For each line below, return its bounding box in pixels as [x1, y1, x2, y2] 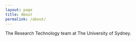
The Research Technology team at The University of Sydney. [5, 30, 131, 36]
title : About [5, 12, 33, 17]
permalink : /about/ [5, 16, 46, 21]
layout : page [5, 7, 33, 12]
